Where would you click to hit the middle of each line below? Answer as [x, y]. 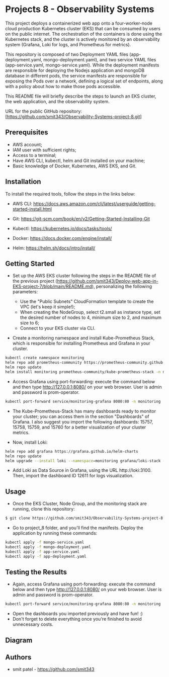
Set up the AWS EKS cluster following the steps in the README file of [84, 276]
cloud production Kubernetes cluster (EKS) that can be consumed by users [83, 28]
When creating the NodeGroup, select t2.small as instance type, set [90, 312]
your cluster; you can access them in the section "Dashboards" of [81, 416]
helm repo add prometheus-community [44, 363]
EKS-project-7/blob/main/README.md [52, 286]
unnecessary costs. [33, 624]
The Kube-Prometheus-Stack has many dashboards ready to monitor [84, 411]
